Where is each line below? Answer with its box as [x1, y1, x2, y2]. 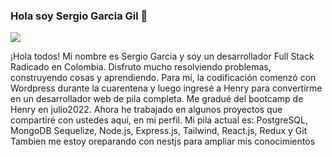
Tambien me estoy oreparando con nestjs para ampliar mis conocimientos [10, 135, 316, 148]
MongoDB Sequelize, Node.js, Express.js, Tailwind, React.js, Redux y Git [10, 125, 308, 137]
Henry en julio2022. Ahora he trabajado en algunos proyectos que [10, 104, 283, 116]
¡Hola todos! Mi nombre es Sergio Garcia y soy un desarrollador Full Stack [10, 50, 315, 63]
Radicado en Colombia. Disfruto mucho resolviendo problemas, [10, 61, 272, 73]
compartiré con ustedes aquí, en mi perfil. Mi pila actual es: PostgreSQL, [10, 114, 309, 126]
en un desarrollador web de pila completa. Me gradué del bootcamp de [10, 93, 304, 105]
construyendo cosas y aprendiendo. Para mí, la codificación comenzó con [10, 72, 317, 84]
